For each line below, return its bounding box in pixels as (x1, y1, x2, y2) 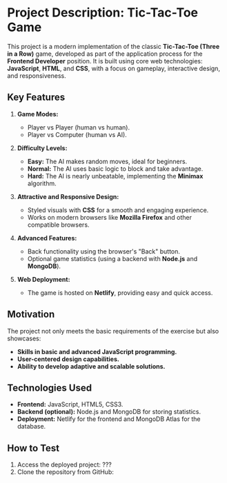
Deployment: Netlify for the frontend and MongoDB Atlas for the (17, 415, 201, 423)
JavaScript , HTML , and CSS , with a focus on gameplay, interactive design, (7, 64, 221, 72)
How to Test (7, 442, 60, 454)
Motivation (7, 309, 55, 320)
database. (17, 422, 46, 431)
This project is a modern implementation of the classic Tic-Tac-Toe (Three (7, 42, 219, 50)
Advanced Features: (17, 234, 77, 242)
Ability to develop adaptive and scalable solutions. (17, 362, 166, 370)
